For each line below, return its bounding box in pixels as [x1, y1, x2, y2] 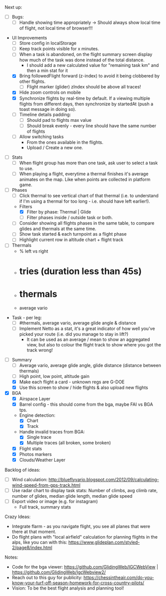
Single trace [26, 434, 52, 440]
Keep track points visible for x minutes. [19, 46, 99, 52]
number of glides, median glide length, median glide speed [11, 493, 133, 499]
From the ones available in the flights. [26, 139, 104, 145]
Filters [19, 204, 33, 210]
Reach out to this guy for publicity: [11, 574, 83, 581]
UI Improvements [11, 35, 47, 41]
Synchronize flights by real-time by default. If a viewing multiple [19, 95, 150, 101]
